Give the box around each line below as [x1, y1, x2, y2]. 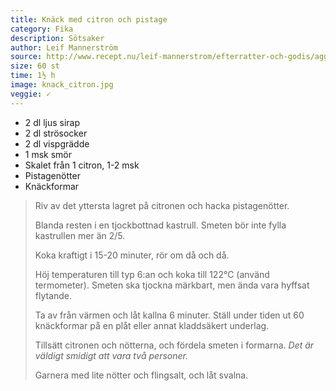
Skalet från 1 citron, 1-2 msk [24, 159, 140, 171]
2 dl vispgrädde [24, 137, 90, 150]
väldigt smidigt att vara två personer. [34, 349, 188, 361]
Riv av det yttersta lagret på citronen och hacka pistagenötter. [34, 199, 290, 211]
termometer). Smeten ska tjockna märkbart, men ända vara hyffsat [34, 279, 310, 291]
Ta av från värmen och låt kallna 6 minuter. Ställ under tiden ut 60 [34, 309, 305, 321]
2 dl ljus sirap [24, 116, 81, 128]
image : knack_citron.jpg [10, 80, 114, 90]
